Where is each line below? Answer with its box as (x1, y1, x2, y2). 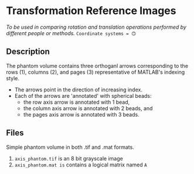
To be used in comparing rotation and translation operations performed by (6, 23, 186, 30)
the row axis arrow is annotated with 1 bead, (23, 98, 130, 105)
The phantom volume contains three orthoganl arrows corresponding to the (6, 62, 189, 69)
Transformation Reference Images (6, 4, 176, 18)
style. (6, 74, 19, 81)
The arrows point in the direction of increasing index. (14, 86, 142, 93)
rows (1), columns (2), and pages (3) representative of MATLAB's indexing (6, 69, 185, 76)
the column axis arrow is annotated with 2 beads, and (23, 104, 153, 112)
